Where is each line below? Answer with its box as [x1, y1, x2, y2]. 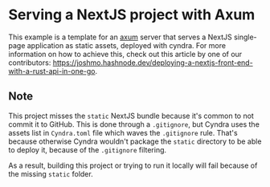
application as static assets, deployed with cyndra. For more [27, 40, 227, 50]
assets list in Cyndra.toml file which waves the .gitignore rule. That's [8, 128, 239, 137]
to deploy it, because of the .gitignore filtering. [8, 144, 167, 154]
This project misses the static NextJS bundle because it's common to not [8, 111, 255, 120]
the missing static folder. [8, 169, 94, 178]
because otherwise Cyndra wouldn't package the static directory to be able [8, 136, 262, 146]
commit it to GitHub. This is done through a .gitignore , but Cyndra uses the [8, 119, 260, 129]
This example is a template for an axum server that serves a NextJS [8, 32, 232, 42]
